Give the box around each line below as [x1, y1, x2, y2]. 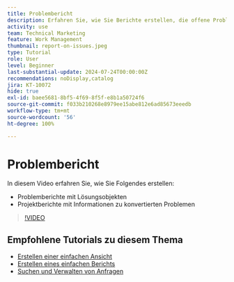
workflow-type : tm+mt [7, 107, 70, 114]
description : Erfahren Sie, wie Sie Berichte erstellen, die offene [7, 17, 210, 24]
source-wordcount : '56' [7, 113, 77, 120]
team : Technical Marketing [7, 29, 86, 37]
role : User [7, 56, 39, 63]
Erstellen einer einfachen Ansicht [17, 252, 113, 261]
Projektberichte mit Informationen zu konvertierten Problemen [17, 200, 195, 209]
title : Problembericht [7, 10, 73, 17]
